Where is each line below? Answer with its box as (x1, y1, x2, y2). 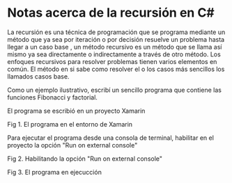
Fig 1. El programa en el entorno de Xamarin (7, 120, 133, 128)
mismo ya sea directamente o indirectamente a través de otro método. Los (7, 50, 221, 58)
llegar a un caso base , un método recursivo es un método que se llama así (7, 42, 222, 51)
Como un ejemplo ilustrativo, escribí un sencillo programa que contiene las (7, 86, 222, 94)
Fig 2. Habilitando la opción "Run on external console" (7, 154, 162, 163)
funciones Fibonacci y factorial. (7, 93, 98, 102)
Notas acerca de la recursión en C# (7, 5, 215, 21)
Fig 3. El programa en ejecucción (7, 168, 102, 176)
